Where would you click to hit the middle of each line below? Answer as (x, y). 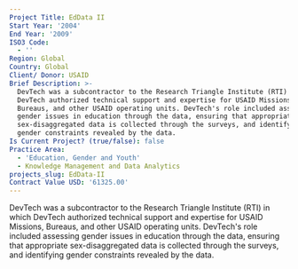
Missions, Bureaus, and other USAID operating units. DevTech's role (133, 226)
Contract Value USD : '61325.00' (69, 183)
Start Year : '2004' (45, 26)
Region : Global (37, 59)
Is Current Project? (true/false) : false (87, 141)
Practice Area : (37, 149)
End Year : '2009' (41, 34)
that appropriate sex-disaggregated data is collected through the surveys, (144, 246)
